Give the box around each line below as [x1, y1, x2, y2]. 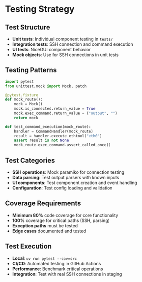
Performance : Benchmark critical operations [12, 266, 103, 272]
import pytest [5, 79, 34, 84]
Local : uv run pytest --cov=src [12, 255, 77, 261]
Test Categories [5, 156, 55, 164]
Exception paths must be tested [12, 222, 78, 228]
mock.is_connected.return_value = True [14, 106, 96, 111]
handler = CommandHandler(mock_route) [14, 129, 93, 134]
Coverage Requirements [5, 199, 81, 208]
